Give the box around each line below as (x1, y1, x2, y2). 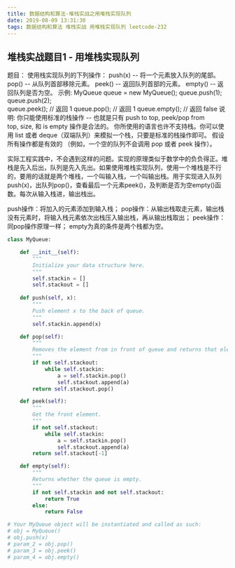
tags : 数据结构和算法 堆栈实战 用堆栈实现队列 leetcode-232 (7, 23, 167, 30)
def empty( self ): (20, 463, 71, 470)
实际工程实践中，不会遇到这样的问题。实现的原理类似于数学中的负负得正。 (7, 155, 222, 163)
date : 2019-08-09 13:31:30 (7, 17, 86, 24)
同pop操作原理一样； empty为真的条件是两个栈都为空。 (7, 222, 168, 231)
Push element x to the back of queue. (32, 307, 145, 314)
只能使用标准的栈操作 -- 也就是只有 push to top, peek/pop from (22, 114, 205, 122)
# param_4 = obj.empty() (7, 553, 80, 561)
